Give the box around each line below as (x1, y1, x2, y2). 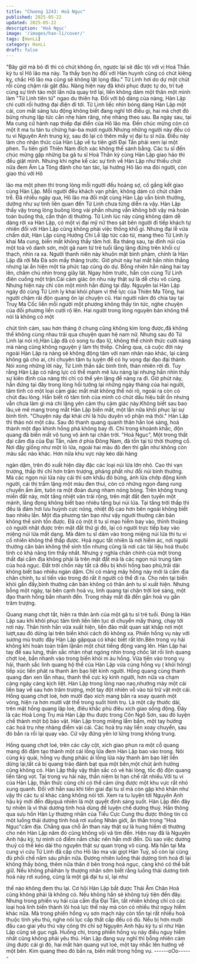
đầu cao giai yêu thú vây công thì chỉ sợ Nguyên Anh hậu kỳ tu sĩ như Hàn (6, 922, 185, 929)
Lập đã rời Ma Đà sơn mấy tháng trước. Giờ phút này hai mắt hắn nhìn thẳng (6, 256, 189, 263)
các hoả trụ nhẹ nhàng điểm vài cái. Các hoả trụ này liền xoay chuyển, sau (6, 724, 187, 731)
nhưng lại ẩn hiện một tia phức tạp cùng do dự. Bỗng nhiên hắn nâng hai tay (6, 263, 190, 270)
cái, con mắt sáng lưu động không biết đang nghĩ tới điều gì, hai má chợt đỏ (6, 107, 189, 114)
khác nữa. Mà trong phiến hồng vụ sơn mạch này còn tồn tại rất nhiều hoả (6, 910, 185, 917)
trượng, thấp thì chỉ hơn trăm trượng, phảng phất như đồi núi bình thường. (6, 468, 183, 475)
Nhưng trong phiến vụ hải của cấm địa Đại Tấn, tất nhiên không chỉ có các (6, 897, 186, 904)
